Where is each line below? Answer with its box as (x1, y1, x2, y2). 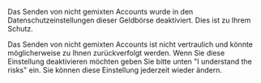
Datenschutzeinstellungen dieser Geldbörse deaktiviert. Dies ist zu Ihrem (7, 15, 251, 25)
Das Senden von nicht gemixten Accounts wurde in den (7, 7, 194, 16)
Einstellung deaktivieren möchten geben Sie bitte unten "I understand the (7, 56, 252, 66)
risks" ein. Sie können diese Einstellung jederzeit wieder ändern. (7, 65, 222, 75)
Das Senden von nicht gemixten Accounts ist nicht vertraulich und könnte (7, 39, 253, 49)
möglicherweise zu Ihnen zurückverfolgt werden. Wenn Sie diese (7, 48, 225, 57)
